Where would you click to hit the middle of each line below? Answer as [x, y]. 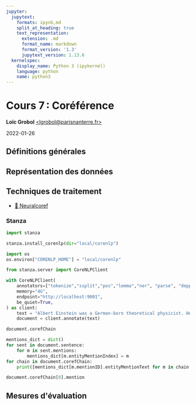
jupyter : [17, 11]
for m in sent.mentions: [47, 351]
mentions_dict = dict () [35, 340]
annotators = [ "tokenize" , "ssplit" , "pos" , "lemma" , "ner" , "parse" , [96, 286]
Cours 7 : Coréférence [60, 106]
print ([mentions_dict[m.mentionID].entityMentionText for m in [95, 367]
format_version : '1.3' [49, 50]
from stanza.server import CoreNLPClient [57, 270]
